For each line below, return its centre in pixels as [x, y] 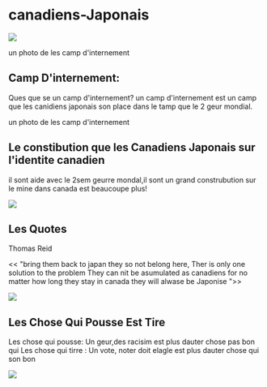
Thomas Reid [30, 248]
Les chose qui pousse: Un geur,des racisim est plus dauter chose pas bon [132, 342]
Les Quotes [38, 229]
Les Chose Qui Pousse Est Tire [87, 322]
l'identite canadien [57, 160]
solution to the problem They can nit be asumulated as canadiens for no [128, 273]
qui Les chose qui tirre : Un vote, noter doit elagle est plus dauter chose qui [134, 350]
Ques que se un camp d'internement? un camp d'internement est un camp [133, 97]
